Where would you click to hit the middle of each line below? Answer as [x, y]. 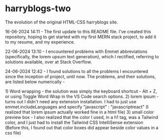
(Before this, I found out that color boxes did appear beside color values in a [82, 127]
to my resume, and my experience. [40, 42]
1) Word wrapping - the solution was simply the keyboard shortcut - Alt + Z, [81, 91]
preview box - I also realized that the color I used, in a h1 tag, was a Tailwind [82, 117]
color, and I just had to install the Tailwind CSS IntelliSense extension [74, 122]
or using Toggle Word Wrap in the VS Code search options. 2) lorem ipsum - [82, 96]
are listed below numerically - [35, 82]
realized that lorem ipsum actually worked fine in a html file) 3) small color [80, 112]
